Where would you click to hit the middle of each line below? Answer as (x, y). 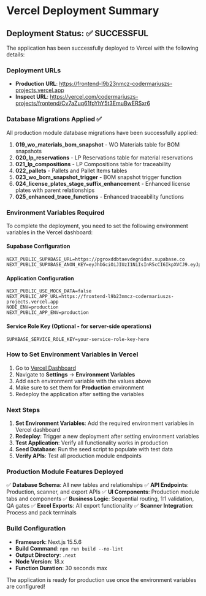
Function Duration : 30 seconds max (61, 568)
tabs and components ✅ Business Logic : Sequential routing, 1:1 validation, (100, 499)
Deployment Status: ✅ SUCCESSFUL (78, 33)
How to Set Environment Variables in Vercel (72, 354)
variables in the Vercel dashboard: (50, 232)
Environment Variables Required (55, 212)
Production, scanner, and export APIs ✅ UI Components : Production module (103, 492)
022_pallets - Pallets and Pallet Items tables (71, 170)
